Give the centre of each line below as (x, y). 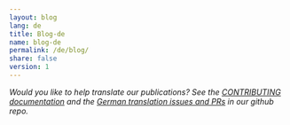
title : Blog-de (37, 34)
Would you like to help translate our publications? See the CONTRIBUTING (145, 92)
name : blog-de (35, 42)
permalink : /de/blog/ (49, 51)
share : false (33, 59)
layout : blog (33, 17)
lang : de (25, 26)
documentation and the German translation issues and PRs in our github (142, 101)
